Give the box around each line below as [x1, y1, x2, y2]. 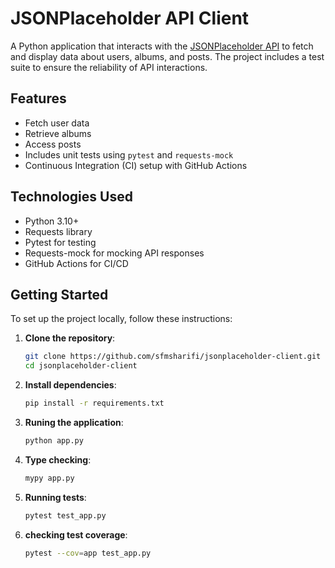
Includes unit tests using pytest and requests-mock [24, 148, 234, 161]
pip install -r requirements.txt [24, 398, 165, 409]
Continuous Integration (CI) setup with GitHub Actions [24, 159, 248, 171]
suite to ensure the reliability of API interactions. [10, 61, 208, 73]
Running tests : [24, 491, 87, 503]
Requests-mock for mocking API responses [24, 247, 205, 259]
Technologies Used [10, 188, 133, 206]
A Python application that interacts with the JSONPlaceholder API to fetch [10, 40, 314, 52]
